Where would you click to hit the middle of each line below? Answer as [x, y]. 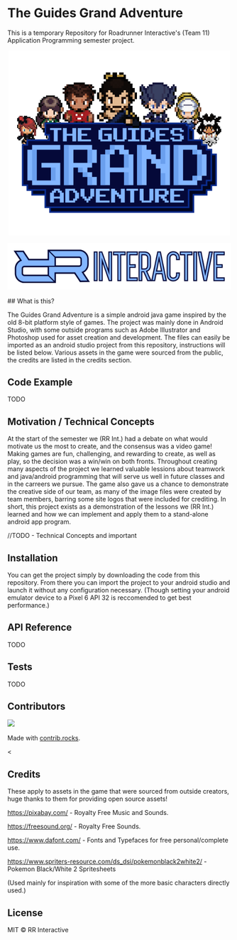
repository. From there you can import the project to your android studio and [119, 583]
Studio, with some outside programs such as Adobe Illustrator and [104, 330]
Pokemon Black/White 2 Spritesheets [62, 869]
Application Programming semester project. [71, 40]
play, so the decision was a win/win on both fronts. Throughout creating [112, 461]
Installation [33, 558]
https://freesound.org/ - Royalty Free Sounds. [74, 826]
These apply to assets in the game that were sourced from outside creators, [118, 792]
